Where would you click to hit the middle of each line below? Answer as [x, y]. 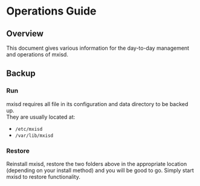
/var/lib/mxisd [34, 135]
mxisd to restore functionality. [43, 176]
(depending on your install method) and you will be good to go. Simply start [100, 170]
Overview [25, 34]
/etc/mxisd [29, 129]
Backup [21, 74]
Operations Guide [51, 11]
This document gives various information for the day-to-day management [98, 48]
